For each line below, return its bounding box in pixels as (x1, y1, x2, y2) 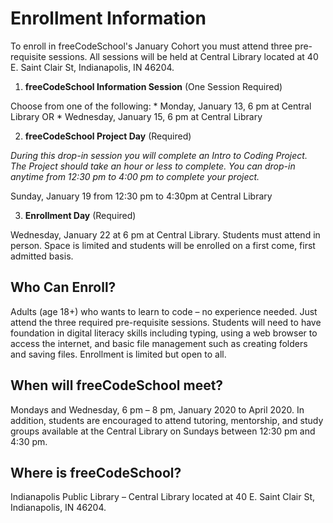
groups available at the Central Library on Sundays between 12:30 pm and (10, 425, 316, 437)
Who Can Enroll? (10, 279, 117, 296)
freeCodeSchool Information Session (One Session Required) (24, 80, 283, 92)
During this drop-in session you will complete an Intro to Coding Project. (10, 149, 308, 161)
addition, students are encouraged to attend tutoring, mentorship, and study (10, 414, 324, 426)
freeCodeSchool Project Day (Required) (24, 130, 192, 142)
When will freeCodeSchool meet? (10, 377, 224, 394)
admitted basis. (10, 250, 74, 262)
